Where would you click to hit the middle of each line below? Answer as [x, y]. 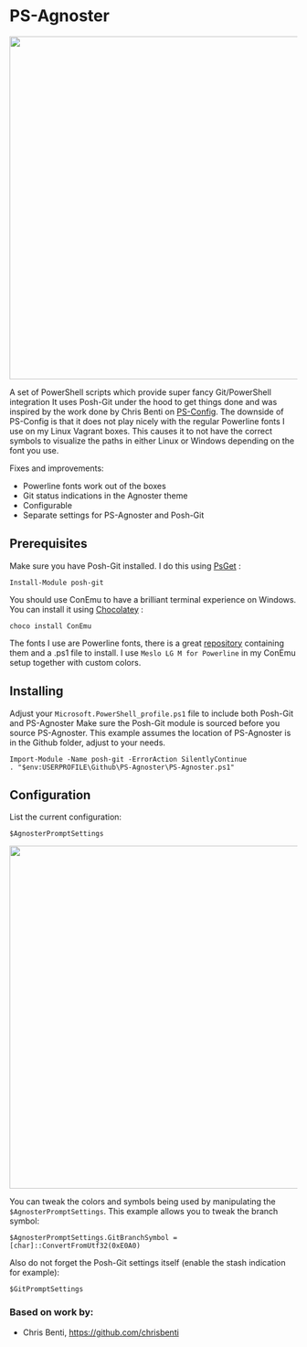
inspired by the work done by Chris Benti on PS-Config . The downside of [147, 412]
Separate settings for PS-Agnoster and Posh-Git [113, 515]
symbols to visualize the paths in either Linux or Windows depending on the [152, 441]
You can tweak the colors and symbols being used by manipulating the [143, 1202]
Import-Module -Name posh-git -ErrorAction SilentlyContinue [128, 759]
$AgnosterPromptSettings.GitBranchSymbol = [94, 1238]
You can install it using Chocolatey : [77, 609]
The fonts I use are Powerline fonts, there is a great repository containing [147, 643]
